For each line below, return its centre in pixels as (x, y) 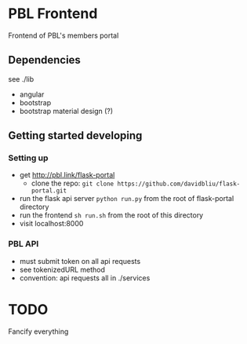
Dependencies (44, 60)
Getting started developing (75, 135)
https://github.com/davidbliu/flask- (179, 184)
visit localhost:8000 (51, 224)
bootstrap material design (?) (66, 111)
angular (32, 94)
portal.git (49, 191)
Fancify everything (38, 331)
